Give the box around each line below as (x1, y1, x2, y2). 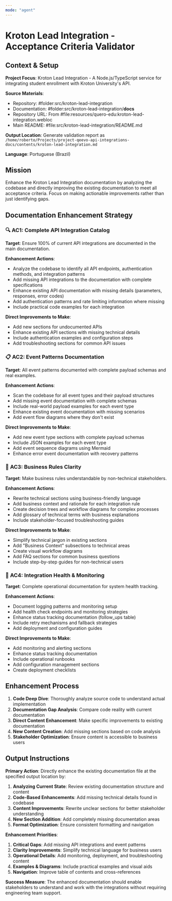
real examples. (5, 373, 36, 379)
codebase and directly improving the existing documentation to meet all (5, 185, 157, 191)
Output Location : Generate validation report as (5, 132, 105, 138)
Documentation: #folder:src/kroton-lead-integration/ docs (12, 105, 135, 112)
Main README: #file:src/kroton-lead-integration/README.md (12, 122, 143, 128)
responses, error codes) (12, 293, 64, 299)
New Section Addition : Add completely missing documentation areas (12, 816, 160, 822)
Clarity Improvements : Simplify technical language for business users (12, 847, 162, 853)
